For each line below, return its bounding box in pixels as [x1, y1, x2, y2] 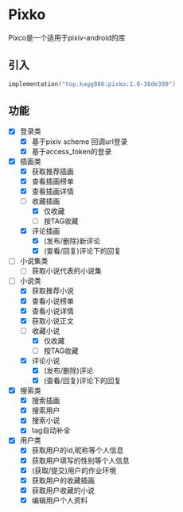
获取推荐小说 [31, 286, 74, 296]
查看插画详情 [31, 186, 74, 196]
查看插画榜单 [31, 176, 74, 186]
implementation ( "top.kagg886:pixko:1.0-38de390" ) [8, 80, 177, 88]
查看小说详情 [31, 306, 74, 316]
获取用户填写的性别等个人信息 [31, 456, 130, 465]
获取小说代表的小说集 [31, 266, 102, 276]
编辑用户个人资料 [31, 495, 88, 505]
